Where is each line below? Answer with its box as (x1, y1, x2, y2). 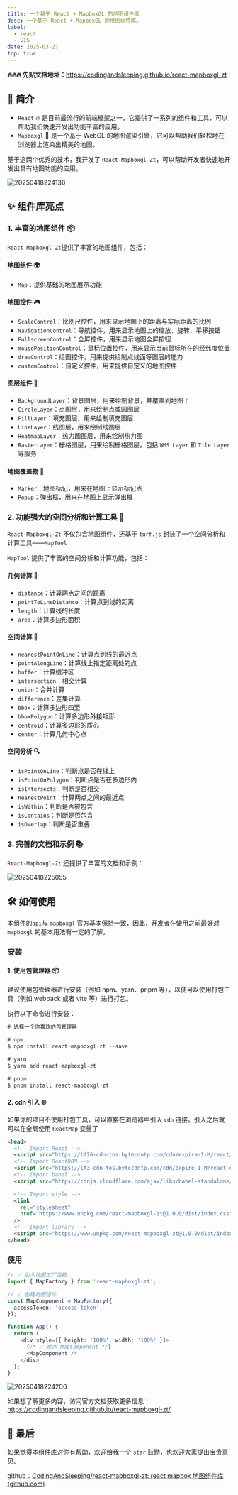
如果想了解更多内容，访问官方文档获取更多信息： (7, 1397, 150, 1406)
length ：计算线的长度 (17, 606, 81, 615)
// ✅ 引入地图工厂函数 (7, 1271, 67, 1278)
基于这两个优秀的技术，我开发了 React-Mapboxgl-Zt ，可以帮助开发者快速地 (7, 155, 225, 163)
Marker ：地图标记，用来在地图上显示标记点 (17, 484, 143, 493)
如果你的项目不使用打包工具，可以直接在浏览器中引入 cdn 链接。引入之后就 (7, 1115, 225, 1124)
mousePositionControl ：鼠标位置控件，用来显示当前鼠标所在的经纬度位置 (17, 344, 230, 352)
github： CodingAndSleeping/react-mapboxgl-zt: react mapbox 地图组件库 (7, 1472, 225, 1480)
